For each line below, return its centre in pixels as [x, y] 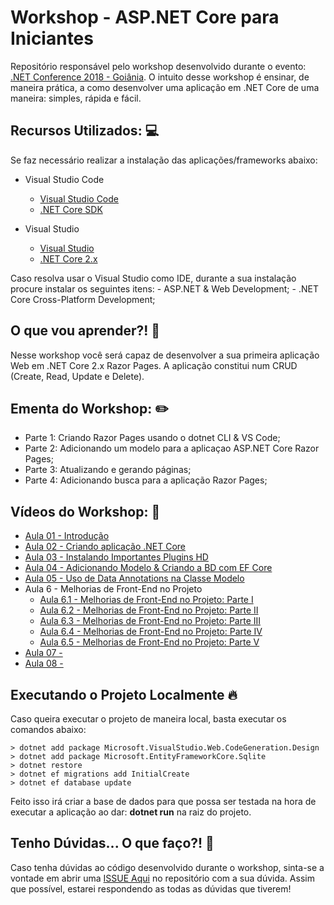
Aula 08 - [44, 663]
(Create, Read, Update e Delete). [77, 376]
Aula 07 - [43, 653]
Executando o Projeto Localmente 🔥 [124, 694]
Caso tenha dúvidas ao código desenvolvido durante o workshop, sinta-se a [167, 867]
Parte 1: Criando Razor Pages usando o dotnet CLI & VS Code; [152, 438]
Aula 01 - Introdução [67, 536]
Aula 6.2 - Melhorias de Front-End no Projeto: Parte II [149, 610]
